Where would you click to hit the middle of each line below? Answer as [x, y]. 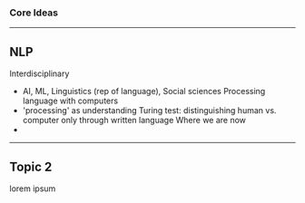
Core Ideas [34, 13]
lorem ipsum [33, 188]
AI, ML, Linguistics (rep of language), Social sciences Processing [144, 92]
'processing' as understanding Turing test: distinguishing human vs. [149, 111]
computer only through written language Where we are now [134, 121]
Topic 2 [31, 166]
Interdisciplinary [39, 73]
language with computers [70, 101]
